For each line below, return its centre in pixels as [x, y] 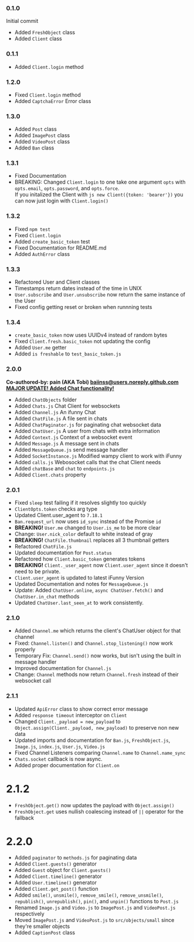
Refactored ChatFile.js [43, 546]
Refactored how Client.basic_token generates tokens [80, 559]
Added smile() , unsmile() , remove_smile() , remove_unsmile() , [89, 895]
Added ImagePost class [42, 135]
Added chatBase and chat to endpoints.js [65, 468]
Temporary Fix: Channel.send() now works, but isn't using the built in [98, 656]
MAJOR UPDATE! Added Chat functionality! [60, 388]
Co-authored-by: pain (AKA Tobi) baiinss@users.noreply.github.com [92, 382]
